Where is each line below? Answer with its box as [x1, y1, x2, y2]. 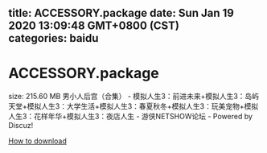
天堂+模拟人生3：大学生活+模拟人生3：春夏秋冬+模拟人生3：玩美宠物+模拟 [8, 101, 259, 111]
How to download [8, 136, 67, 146]
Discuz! [8, 121, 34, 130]
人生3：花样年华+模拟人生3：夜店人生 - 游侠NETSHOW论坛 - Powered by [8, 112, 253, 122]
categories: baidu [8, 31, 99, 45]
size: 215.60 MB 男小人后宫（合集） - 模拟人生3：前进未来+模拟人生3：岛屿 [8, 92, 260, 101]
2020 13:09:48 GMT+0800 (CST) [8, 19, 179, 33]
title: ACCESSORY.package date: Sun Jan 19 [8, 6, 235, 20]
